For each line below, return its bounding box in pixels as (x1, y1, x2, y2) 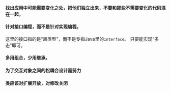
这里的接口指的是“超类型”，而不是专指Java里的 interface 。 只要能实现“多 (5, 36, 159, 42)
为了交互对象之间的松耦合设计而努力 (5, 67, 81, 73)
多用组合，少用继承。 (5, 55, 50, 61)
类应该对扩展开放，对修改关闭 (5, 80, 68, 86)
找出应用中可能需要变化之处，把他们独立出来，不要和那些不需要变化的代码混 (5, 5, 166, 11)
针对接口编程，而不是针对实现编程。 (5, 23, 81, 30)
